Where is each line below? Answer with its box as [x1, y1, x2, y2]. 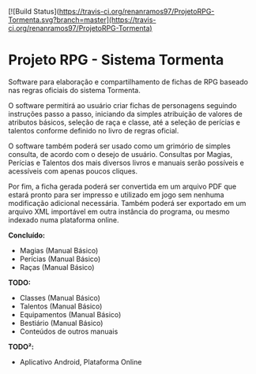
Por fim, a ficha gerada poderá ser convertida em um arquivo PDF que [8, 181, 237, 191]
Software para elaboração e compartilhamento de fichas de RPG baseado [8, 77, 249, 86]
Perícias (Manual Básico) [19, 254, 101, 264]
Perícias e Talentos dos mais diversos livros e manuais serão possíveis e [8, 158, 245, 167]
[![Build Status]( [8, 7, 59, 16]
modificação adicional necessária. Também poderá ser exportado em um [8, 198, 247, 208]
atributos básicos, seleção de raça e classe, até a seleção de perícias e [8, 118, 241, 127]
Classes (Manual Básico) [19, 293, 101, 302]
